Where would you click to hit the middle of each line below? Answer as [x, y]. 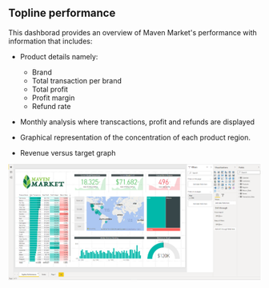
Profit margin [53, 97]
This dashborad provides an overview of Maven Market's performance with [133, 32]
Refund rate [51, 106]
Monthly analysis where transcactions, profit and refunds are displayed [137, 122]
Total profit [50, 89]
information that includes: [50, 41]
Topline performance [62, 13]
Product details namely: [59, 56]
